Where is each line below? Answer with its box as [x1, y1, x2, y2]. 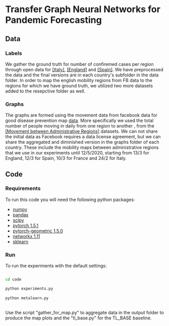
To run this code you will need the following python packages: [5, 196, 136, 202]
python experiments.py [5, 286, 53, 292]
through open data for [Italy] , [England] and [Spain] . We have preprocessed [5, 66, 163, 72]
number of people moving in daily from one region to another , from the [5, 123, 155, 129]
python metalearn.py [5, 295, 49, 301]
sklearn [12, 238, 29, 244]
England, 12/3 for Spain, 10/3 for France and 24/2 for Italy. [5, 155, 127, 161]
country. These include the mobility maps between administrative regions [5, 144, 159, 150]
